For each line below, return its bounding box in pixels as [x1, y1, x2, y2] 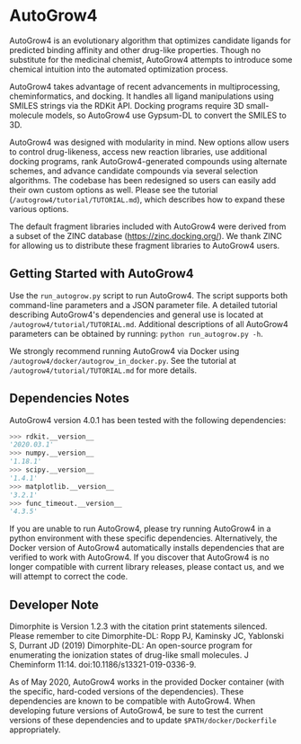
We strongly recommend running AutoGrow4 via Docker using [9, 345, 240, 356]
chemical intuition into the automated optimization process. [9, 64, 229, 75]
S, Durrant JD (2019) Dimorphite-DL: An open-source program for [9, 640, 253, 651]
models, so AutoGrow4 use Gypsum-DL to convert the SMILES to [44, 110, 288, 120]
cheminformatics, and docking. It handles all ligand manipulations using [9, 91, 274, 102]
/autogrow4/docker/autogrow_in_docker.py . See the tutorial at [9, 355, 236, 366]
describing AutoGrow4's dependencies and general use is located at [9, 309, 263, 320]
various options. [9, 203, 69, 214]
